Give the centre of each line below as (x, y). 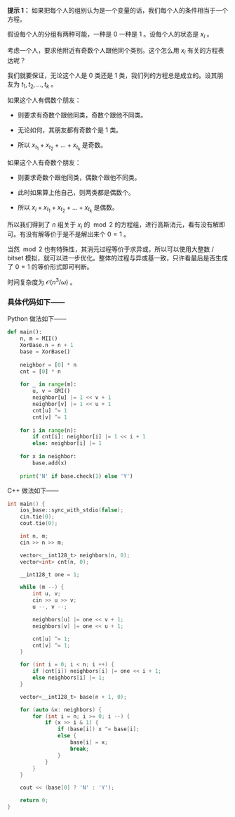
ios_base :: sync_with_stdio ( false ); (72, 510)
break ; (80, 749)
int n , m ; (34, 536)
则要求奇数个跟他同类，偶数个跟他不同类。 (79, 177)
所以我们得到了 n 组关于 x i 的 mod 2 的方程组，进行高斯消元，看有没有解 (113, 225)
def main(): (25, 332)
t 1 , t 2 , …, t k (35, 85)
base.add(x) (50, 463)
